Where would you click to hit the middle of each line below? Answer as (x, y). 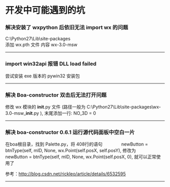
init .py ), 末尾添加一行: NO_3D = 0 (61, 113)
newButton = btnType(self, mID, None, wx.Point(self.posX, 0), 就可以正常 (81, 157)
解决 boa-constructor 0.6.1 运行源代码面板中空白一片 (70, 132)
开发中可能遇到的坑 (45, 10)
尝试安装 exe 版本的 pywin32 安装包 (42, 76)
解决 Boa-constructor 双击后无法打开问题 (56, 95)
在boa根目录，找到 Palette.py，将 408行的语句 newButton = (77, 144)
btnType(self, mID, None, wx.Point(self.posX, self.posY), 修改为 (71, 151)
